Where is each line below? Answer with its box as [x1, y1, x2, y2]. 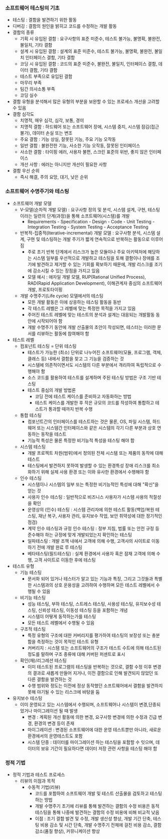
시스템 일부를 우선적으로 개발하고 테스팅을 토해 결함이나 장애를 [33, 255, 155, 261]
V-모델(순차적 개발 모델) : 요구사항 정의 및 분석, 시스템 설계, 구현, [20, 206, 147, 212]
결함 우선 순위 [12, 167, 40, 174]
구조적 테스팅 [20, 626, 46, 632]
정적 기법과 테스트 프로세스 [12, 771, 65, 778]
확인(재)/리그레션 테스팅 [20, 657, 67, 663]
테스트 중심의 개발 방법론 [27, 387, 76, 393]
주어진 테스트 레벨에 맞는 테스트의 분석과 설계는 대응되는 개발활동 [27, 311, 155, 317]
